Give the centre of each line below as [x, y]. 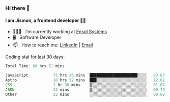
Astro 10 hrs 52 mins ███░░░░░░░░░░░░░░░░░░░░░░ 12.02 [85, 80]
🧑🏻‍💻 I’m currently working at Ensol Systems [60, 32]
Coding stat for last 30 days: [35, 57]
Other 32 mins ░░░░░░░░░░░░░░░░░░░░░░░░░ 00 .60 [85, 94]
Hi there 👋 [18, 8]
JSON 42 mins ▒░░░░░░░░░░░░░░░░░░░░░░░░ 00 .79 [85, 90]
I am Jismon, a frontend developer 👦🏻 [46, 20]
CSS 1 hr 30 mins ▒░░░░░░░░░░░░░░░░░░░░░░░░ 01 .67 [85, 85]
